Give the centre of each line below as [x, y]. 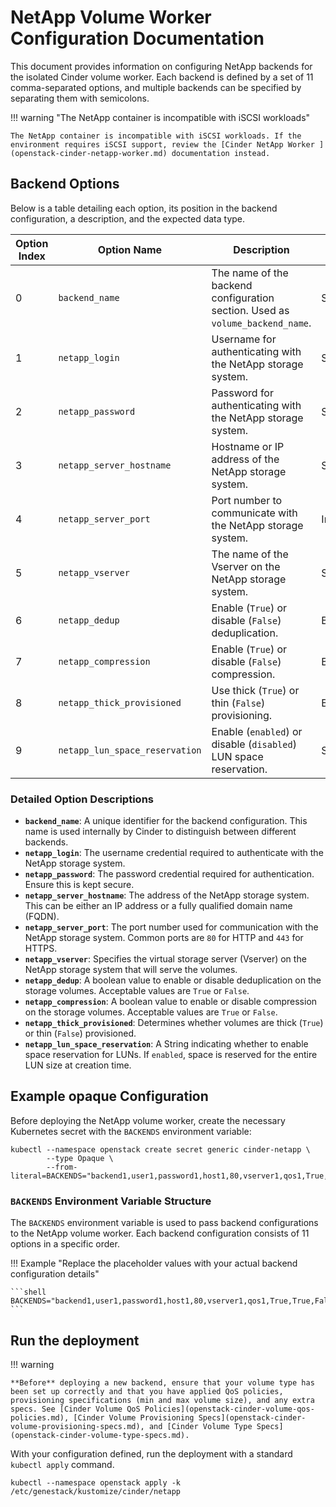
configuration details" [55, 1274]
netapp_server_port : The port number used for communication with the [171, 927]
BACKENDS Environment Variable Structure [111, 1201]
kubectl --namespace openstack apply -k [96, 1482]
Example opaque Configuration [109, 1096]
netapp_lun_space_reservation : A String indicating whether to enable [166, 1044]
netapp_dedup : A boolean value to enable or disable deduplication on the [173, 980]
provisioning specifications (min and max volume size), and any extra [162, 1400]
